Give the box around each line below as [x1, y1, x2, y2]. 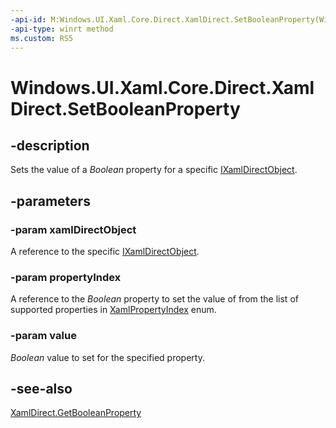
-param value [10, 329, 77, 343]
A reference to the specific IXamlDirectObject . [10, 246, 200, 258]
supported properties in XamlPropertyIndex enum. [10, 304, 217, 316]
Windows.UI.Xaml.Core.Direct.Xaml [10, 76, 315, 99]
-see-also [10, 381, 73, 398]
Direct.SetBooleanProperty [10, 97, 241, 120]
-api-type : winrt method [10, 24, 114, 34]
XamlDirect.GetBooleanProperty [10, 407, 142, 419]
